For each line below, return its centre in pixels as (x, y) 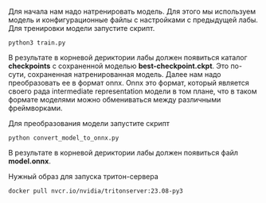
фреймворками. (35, 108)
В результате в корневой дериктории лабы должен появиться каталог (128, 57)
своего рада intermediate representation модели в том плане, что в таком (133, 91)
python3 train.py (37, 43)
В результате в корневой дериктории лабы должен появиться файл (123, 153)
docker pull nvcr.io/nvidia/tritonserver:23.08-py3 (96, 191)
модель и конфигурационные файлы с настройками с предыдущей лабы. (133, 20)
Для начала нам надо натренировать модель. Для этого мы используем (132, 11)
